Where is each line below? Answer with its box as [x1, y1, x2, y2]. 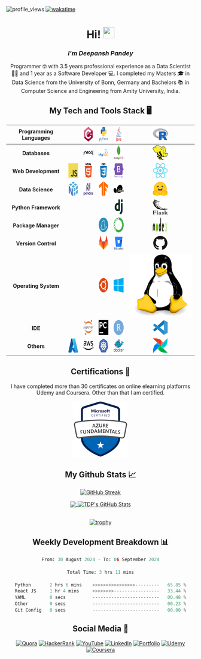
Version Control [16, 240, 56, 247]
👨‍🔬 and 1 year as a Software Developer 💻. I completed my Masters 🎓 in [11, 70, 190, 77]
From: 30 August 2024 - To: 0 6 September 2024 [41, 556, 160, 563]
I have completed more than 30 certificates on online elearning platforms [11, 383, 190, 390]
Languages [22, 134, 51, 142]
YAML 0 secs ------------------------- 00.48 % [14, 594, 187, 601]
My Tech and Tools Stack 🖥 [49, 106, 152, 116]
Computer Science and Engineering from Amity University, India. [20, 88, 181, 95]
